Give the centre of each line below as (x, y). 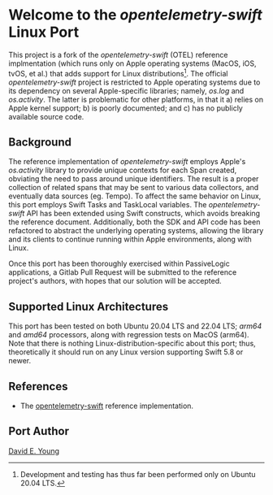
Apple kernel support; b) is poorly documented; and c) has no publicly (126, 108)
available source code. (46, 116)
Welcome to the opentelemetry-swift (135, 15)
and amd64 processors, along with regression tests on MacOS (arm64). (129, 335)
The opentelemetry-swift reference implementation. (106, 406)
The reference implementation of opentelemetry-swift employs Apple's (127, 162)
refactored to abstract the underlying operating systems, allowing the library (136, 231)
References (38, 386)
